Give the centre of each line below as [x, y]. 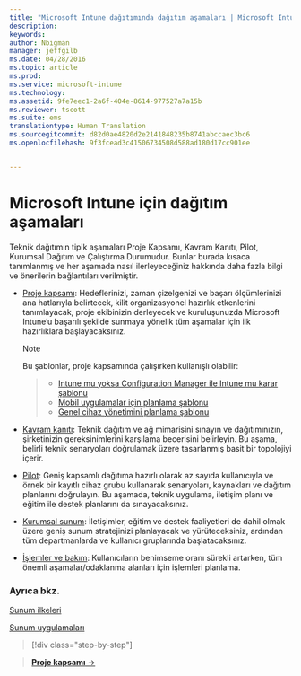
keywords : [28, 34]
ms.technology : [38, 92]
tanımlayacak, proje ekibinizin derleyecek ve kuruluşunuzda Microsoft [151, 312]
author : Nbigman [39, 43]
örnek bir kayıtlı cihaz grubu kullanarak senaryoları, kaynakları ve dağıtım [156, 485]
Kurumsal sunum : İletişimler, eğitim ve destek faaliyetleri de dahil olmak [154, 521]
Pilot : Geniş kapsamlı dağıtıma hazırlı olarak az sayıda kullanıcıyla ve [148, 475]
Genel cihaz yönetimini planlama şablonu [133, 412]
